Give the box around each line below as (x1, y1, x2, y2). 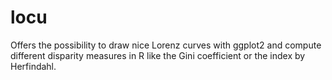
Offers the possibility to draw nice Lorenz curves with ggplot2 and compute (10, 39, 322, 51)
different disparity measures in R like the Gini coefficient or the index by (10, 49, 306, 61)
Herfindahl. (10, 60, 57, 72)
